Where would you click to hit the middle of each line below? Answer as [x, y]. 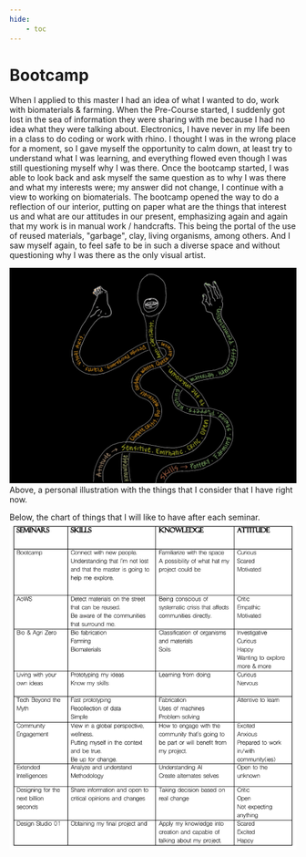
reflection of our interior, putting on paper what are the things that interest [148, 207]
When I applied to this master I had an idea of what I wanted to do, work [144, 100]
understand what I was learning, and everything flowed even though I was [148, 159]
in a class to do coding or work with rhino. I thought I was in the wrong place [153, 139]
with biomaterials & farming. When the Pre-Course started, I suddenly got [147, 110]
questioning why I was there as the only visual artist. [108, 255]
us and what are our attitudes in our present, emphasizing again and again [149, 217]
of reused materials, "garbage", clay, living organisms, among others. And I [150, 236]
